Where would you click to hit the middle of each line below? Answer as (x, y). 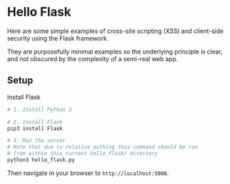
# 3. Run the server (37, 141)
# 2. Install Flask (35, 122)
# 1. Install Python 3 (39, 110)
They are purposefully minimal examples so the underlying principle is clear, (115, 51)
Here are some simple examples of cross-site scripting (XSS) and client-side (115, 31)
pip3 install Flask (35, 128)
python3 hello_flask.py (41, 160)
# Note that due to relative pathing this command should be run (102, 147)
